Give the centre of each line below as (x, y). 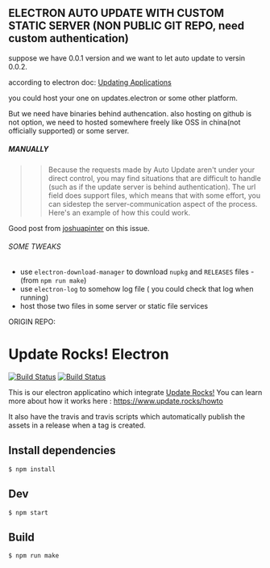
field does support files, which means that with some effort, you (154, 195)
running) (34, 297)
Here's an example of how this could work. (119, 212)
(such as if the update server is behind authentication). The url (152, 187)
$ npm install (32, 469)
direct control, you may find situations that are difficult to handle (155, 178)
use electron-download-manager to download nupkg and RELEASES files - (137, 271)
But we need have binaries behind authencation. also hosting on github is (130, 113)
